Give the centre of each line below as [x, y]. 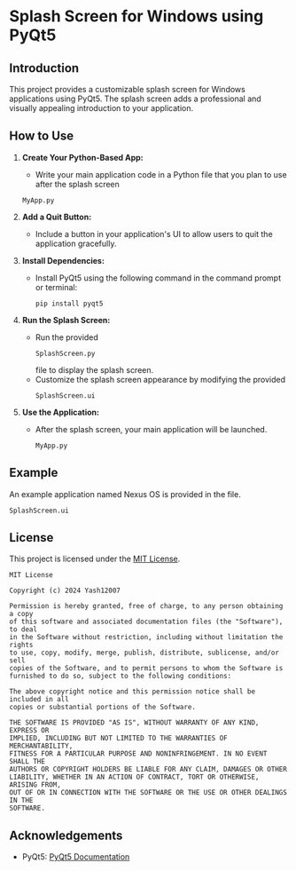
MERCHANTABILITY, [41, 746]
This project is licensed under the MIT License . [95, 559]
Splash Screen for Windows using [136, 16]
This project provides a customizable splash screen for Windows [127, 89]
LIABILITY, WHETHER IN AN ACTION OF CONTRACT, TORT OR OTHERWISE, [134, 777]
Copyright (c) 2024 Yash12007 [65, 591]
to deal [23, 629]
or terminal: [56, 287]
